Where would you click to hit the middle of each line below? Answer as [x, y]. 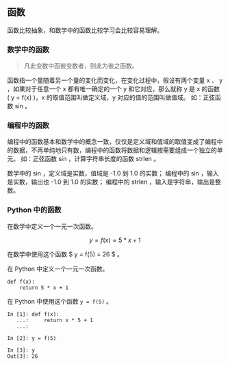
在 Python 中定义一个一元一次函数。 [58, 269]
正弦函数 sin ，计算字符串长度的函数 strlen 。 [96, 159]
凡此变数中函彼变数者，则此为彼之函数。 [81, 66]
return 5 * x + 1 [44, 288]
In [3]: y [21, 350]
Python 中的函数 [34, 210]
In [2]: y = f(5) [32, 338]
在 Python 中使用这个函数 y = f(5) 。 [60, 301]
